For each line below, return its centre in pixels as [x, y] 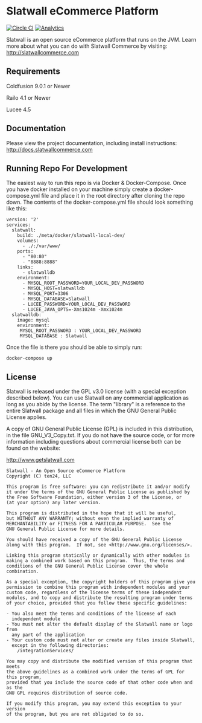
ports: [25, 251]
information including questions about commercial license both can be [94, 442]
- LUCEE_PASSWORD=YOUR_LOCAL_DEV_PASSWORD [76, 304]
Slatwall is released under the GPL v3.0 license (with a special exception [96, 392]
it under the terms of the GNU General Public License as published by [98, 492]
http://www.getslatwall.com [40, 460]
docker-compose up [29, 358]
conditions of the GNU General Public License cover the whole [87, 566]
